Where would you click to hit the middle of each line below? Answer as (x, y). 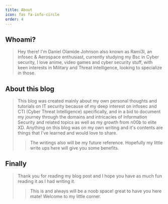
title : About (19, 10)
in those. (27, 73)
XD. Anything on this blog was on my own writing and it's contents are (90, 128)
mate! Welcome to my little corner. (66, 196)
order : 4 (14, 19)
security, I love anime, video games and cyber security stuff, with (85, 62)
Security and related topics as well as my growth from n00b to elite (87, 122)
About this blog (30, 89)
